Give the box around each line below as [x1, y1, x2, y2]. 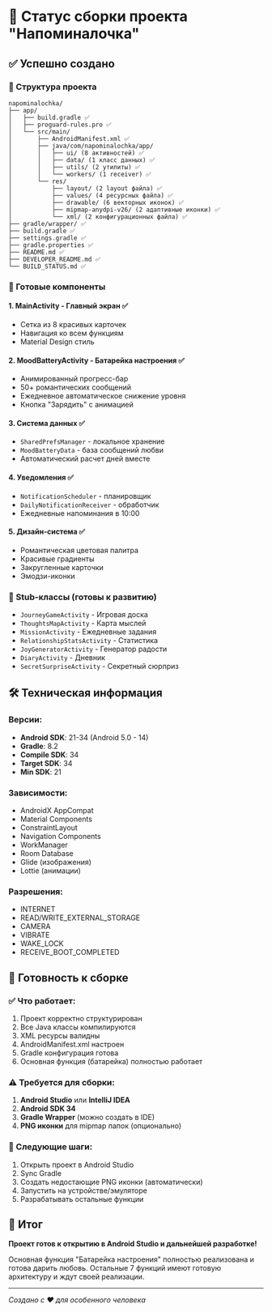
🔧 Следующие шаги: [8, 1141, 93, 1152]
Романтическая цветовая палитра [19, 545, 139, 555]
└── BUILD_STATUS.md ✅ [8, 262, 87, 270]
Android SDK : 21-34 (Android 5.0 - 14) [19, 732, 149, 742]
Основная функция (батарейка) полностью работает [19, 1057, 203, 1067]
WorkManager [19, 840, 69, 850]
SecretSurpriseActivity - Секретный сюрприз [19, 662, 180, 671]
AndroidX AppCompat [19, 806, 95, 816]
